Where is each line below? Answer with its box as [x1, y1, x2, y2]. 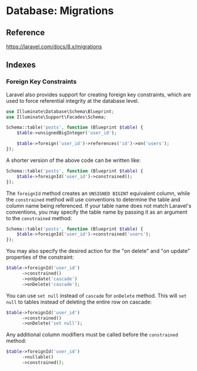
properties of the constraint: [6, 254, 75, 261]
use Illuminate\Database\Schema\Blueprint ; [6, 109, 115, 114]
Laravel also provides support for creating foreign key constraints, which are [6, 91, 191, 98]
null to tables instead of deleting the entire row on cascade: [6, 298, 152, 305]
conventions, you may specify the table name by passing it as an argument [6, 208, 188, 215]
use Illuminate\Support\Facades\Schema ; [6, 114, 107, 120]
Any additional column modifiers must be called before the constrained [6, 331, 178, 338]
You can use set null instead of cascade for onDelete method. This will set [6, 292, 187, 299]
